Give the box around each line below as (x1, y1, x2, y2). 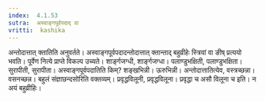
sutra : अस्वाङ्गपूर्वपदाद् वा (8, 19, 79, 27)
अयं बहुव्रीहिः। (8, 84, 42, 93)
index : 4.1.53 (8, 11, 59, 20)
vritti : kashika (8, 26, 66, 34)
